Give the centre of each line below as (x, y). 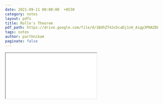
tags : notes (17, 32)
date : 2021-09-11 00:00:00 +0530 (40, 9)
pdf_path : (15, 28)
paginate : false (21, 41)
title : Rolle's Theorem (29, 23)
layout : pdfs (18, 18)
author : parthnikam (25, 37)
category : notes (21, 14)
